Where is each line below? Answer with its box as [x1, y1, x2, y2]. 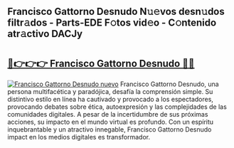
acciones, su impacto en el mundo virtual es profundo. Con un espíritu [7, 117, 214, 126]
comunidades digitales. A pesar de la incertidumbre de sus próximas [7, 110, 208, 118]
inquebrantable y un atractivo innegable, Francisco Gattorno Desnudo [7, 125, 212, 134]
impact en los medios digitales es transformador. [7, 133, 151, 141]
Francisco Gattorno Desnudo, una [119, 80, 219, 88]
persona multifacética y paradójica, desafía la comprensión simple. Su [7, 88, 213, 95]
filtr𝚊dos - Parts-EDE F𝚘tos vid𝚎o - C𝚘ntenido [7, 17, 217, 29]
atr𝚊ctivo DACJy [7, 28, 83, 40]
